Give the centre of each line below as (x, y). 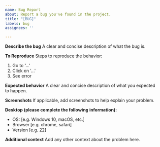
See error (22, 76)
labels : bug (17, 23)
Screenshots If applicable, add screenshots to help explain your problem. (80, 100)
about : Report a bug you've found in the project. (58, 14)
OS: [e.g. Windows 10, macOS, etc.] (48, 119)
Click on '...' (24, 71)
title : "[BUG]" (21, 19)
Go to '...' (21, 66)
